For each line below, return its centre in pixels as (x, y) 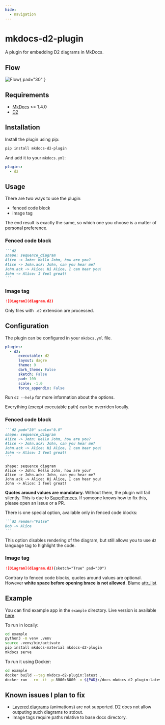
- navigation (23, 14)
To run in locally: (22, 625)
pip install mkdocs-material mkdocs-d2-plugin (54, 648)
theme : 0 (27, 365)
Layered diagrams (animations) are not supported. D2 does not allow (82, 707)
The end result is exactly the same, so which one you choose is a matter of (81, 223)
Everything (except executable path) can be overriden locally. (67, 407)
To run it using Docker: (28, 662)
